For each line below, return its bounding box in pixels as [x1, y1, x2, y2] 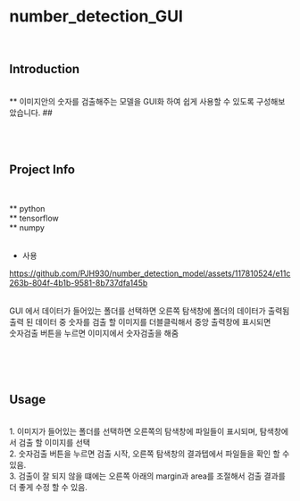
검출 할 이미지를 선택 [18, 438, 91, 448]
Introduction [9, 62, 80, 77]
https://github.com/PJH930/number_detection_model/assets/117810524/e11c [9, 268, 291, 279]
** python [9, 203, 46, 213]
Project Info [9, 163, 76, 178]
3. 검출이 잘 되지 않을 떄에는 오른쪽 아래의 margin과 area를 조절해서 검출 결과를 [9, 471, 286, 481]
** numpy [9, 221, 45, 233]
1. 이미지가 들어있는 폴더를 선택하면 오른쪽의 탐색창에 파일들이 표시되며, [9, 426, 258, 437]
